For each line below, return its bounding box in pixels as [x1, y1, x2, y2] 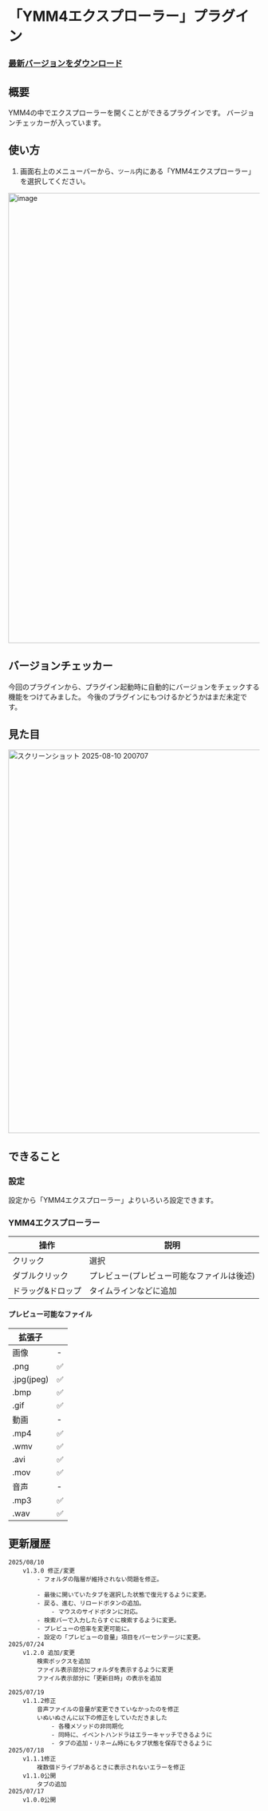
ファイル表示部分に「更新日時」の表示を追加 [37, 1674, 162, 1683]
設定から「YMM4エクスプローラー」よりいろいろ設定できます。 [8, 1196, 218, 1205]
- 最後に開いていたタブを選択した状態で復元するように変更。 [37, 1591, 211, 1599]
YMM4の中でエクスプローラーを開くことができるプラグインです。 [8, 107, 225, 117]
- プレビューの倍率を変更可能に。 [37, 1625, 133, 1633]
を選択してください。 [19, 176, 90, 186]
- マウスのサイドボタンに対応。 [50, 1608, 142, 1617]
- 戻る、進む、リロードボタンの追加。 [37, 1600, 145, 1608]
